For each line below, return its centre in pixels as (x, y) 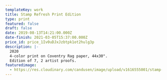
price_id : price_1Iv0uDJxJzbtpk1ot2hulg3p (50, 42)
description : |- (22, 47)
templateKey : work (24, 10)
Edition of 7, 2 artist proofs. (43, 61)
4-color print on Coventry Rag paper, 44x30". (59, 56)
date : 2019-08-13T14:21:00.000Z (39, 33)
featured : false (22, 24)
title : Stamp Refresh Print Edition (43, 14)
